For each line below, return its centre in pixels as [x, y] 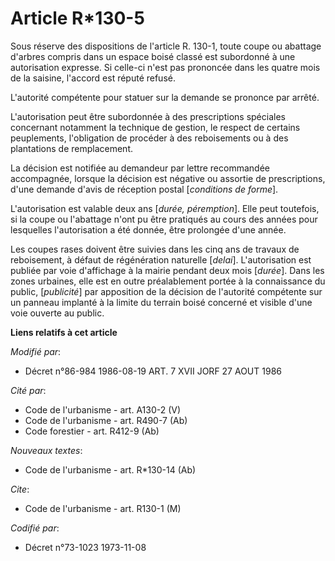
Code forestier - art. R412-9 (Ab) [92, 431]
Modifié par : [36, 351]
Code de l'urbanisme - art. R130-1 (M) [103, 508]
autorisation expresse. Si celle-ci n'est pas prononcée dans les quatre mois [165, 67]
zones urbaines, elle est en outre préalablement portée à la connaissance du [168, 281]
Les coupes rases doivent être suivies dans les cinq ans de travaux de [155, 249]
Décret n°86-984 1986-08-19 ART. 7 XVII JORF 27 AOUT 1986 [153, 371]
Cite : [20, 489]
